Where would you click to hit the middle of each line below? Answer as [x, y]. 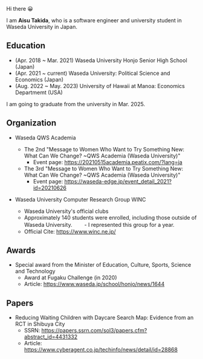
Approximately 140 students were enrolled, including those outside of [110, 217]
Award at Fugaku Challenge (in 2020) [70, 278]
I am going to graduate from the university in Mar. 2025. [76, 104]
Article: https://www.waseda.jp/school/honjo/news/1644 [94, 284]
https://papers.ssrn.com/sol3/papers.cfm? [94, 331]
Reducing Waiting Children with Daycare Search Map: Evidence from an [104, 318]
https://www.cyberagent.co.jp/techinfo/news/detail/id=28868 [101, 350]
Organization [31, 123]
